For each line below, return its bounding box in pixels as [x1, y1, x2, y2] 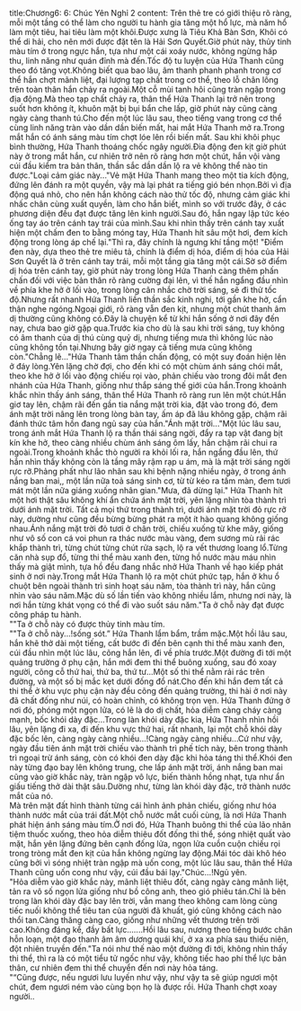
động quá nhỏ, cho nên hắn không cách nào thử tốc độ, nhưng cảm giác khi [9, 189, 290, 200]
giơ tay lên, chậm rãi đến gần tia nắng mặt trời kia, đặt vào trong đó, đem [9, 399, 279, 410]
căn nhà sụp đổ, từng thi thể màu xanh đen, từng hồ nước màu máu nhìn [9, 552, 277, 563]
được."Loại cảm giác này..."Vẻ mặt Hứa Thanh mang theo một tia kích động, [9, 170, 289, 181]
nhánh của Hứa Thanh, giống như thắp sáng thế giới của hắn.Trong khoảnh [9, 380, 288, 390]
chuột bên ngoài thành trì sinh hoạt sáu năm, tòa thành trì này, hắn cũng [9, 581, 276, 591]
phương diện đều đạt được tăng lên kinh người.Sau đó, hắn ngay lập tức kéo [9, 208, 290, 218]
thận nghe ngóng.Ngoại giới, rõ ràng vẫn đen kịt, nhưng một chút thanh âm [9, 304, 287, 314]
